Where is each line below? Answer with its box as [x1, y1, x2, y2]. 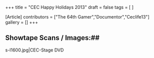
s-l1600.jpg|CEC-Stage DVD [5, 47, 64, 53]
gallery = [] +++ [5, 19, 38, 25]
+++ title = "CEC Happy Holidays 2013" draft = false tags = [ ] [5, 4, 134, 10]
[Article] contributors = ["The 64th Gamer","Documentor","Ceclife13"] [5, 14, 150, 19]
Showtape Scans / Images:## [5, 33, 100, 42]
